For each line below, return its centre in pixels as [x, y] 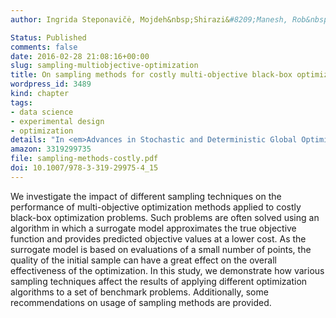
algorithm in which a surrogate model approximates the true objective [153, 228]
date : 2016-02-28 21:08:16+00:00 [80, 56]
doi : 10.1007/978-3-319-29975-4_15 [84, 168]
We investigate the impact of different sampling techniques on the [146, 196]
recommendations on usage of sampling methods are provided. [141, 302]
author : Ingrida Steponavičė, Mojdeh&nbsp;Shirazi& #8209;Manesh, [149, 19]
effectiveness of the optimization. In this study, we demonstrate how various [167, 270]
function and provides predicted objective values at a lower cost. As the [158, 238]
